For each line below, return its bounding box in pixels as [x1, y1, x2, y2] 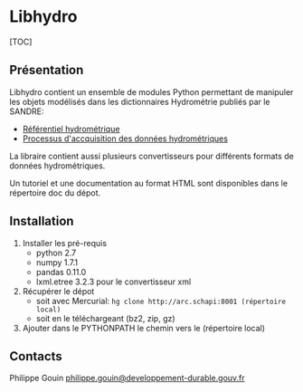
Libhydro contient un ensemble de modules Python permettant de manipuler [9, 86, 294, 97]
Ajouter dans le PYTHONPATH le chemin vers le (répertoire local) [22, 322, 265, 333]
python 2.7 [35, 247, 77, 258]
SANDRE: [9, 106, 44, 117]
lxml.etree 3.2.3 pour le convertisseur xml [35, 276, 192, 287]
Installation [9, 214, 74, 229]
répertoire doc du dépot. [9, 187, 101, 198]
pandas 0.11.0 [35, 266, 87, 277]
